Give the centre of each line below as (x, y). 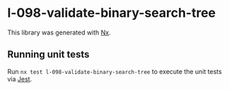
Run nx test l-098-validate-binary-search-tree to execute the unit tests (115, 71)
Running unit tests (48, 54)
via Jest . (20, 79)
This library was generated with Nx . (59, 32)
